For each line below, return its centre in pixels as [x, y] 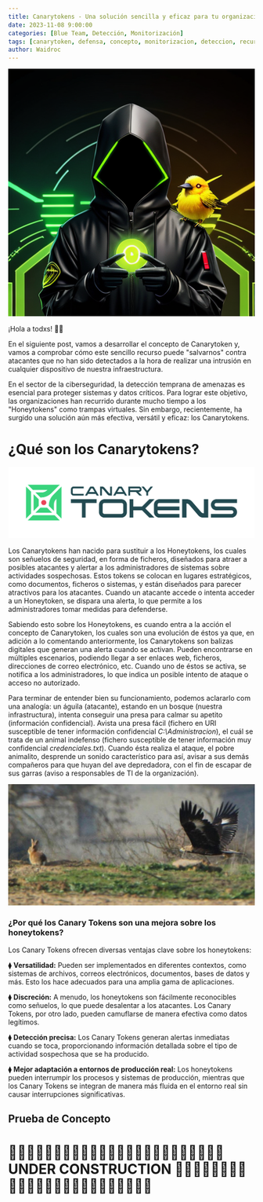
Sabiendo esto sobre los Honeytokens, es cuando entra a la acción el [120, 625]
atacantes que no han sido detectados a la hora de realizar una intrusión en [130, 361]
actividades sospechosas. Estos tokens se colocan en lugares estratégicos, [130, 576]
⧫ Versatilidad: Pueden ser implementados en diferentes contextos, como [127, 965]
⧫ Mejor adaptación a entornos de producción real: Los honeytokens [121, 1069]
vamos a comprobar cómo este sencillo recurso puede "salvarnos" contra [127, 353]
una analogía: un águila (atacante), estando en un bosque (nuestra [115, 706]
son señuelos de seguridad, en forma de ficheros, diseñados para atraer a [128, 559]
